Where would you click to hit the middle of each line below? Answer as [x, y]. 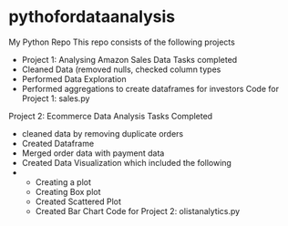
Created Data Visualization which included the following [126, 162]
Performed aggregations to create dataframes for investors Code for [150, 88]
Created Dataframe [58, 143]
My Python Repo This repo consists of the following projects [122, 42]
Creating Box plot [68, 191]
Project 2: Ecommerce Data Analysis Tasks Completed [111, 116]
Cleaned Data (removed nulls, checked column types [121, 69]
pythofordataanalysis [92, 17]
